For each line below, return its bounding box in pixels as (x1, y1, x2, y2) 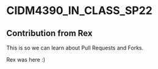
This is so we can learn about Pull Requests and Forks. (6, 44, 144, 51)
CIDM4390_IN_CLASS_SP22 (6, 4, 153, 18)
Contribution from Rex (6, 28, 93, 38)
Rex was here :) (6, 56, 46, 63)
